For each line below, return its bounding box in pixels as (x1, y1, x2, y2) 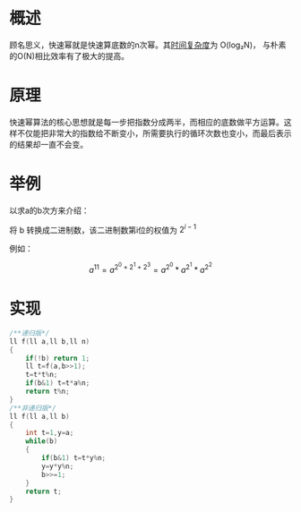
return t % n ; (25, 387, 70, 397)
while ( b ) (25, 437, 58, 446)
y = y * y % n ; (41, 462, 74, 471)
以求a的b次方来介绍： (9, 205, 90, 216)
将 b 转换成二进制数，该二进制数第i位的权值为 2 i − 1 (9, 223, 197, 235)
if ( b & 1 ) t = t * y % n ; (41, 454, 106, 463)
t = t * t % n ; (25, 371, 58, 380)
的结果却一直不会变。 (9, 139, 88, 149)
